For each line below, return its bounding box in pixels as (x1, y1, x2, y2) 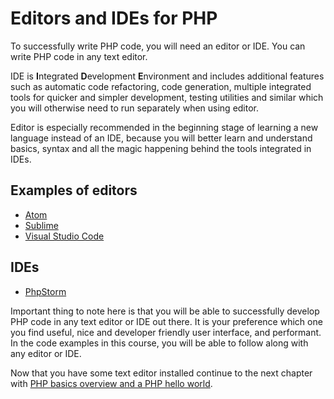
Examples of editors (10, 182, 138, 199)
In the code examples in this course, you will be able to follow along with (10, 337, 309, 349)
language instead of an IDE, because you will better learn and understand (10, 132, 313, 144)
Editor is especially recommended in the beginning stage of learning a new (10, 121, 319, 133)
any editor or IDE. (10, 347, 82, 359)
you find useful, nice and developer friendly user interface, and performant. (10, 326, 322, 338)
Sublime (24, 219, 59, 231)
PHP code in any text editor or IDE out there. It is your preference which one (10, 315, 323, 327)
